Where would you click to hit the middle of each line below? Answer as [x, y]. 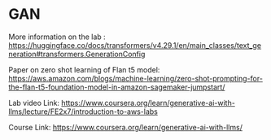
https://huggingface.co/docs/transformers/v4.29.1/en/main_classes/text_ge [135, 45]
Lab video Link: [34, 103]
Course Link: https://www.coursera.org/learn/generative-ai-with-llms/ [125, 127]
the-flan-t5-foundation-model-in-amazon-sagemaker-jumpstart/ [117, 87]
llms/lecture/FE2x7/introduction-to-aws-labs [83, 112]
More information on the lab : [57, 37]
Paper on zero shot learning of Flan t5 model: [84, 69]
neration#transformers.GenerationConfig [77, 54]
